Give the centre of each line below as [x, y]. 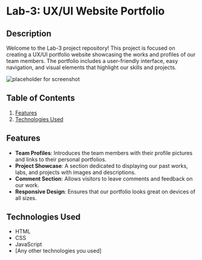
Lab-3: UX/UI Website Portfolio [86, 11]
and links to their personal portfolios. [61, 159]
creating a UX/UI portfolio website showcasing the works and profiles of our [101, 55]
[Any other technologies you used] [58, 251]
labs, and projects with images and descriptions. [75, 172]
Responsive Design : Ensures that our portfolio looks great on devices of [105, 192]
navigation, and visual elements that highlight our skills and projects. [91, 67]
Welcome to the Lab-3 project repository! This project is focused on [91, 48]
